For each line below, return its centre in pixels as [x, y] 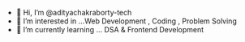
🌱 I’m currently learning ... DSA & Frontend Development [110, 29]
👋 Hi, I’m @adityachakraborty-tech [74, 13]
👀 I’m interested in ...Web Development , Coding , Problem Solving [126, 21]
